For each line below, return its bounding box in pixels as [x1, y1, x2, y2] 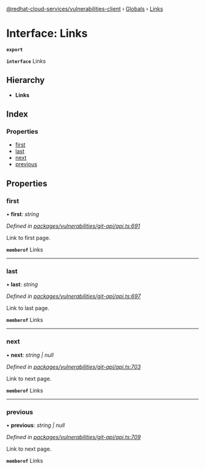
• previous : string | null [6, 421, 65, 429]
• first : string [6, 211, 40, 218]
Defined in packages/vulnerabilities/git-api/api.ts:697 [6, 293, 142, 300]
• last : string [6, 281, 38, 288]
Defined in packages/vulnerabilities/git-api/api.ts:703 [6, 363, 142, 370]
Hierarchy [6, 75, 45, 85]
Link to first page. [6, 234, 51, 242]
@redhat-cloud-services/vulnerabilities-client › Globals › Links [6, 5, 164, 12]
